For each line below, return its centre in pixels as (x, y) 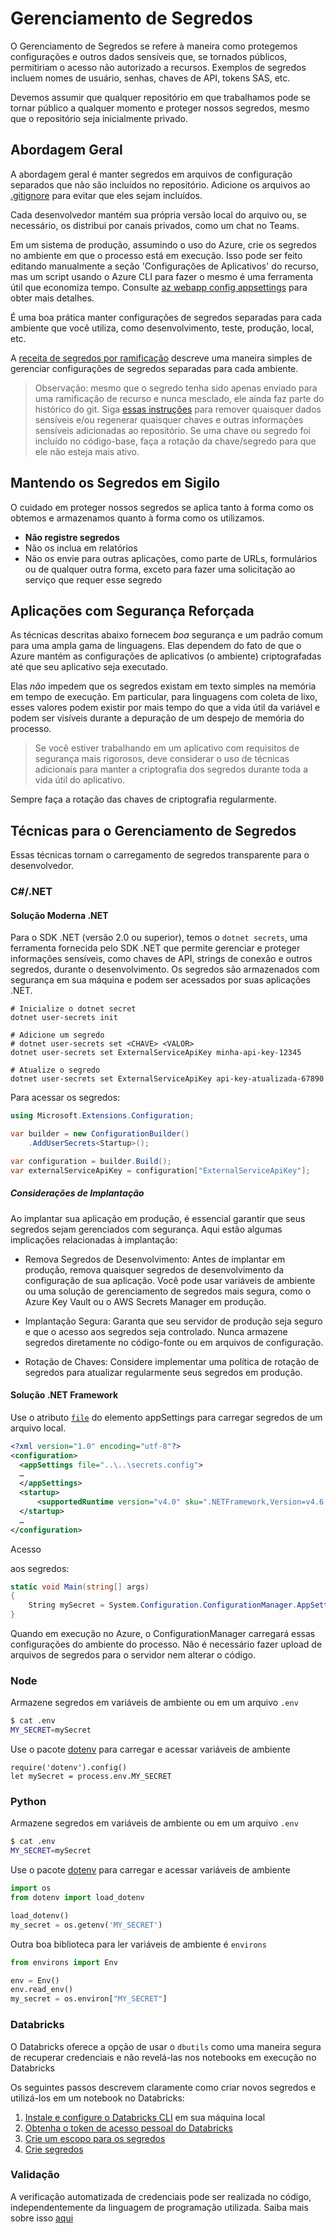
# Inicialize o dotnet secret (73, 1009)
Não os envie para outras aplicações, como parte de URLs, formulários (171, 558)
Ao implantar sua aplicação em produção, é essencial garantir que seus (158, 1218)
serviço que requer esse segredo (93, 579)
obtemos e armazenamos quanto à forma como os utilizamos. (137, 518)
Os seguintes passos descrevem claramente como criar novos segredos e (163, 2087)
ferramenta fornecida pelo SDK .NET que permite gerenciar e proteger (155, 948)
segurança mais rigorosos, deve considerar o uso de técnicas (162, 759)
